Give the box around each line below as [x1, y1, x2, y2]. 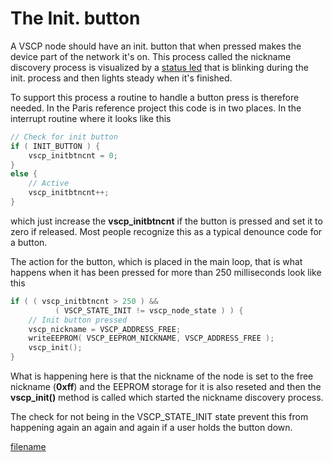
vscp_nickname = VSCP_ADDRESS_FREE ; [28, 324, 182, 334]
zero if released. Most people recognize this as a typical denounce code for [10, 225, 323, 237]
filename [10, 441, 47, 453]
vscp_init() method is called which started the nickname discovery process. [10, 392, 324, 404]
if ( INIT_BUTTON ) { [10, 141, 101, 151]
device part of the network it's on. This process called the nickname [10, 50, 292, 62]
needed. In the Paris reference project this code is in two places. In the [10, 102, 302, 114]
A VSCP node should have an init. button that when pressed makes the [10, 40, 302, 52]
